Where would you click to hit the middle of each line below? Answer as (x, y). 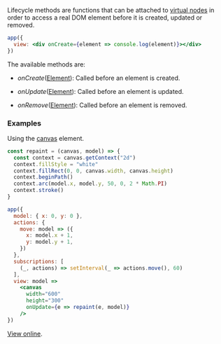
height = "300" (45, 301)
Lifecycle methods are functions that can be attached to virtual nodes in (111, 10)
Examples (24, 123)
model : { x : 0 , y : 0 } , (48, 216)
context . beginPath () (43, 177)
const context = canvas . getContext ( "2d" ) (75, 158)
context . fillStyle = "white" (56, 164)
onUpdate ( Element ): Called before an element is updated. (100, 91)
